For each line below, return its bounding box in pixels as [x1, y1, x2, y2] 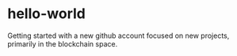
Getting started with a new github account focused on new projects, [7, 31, 230, 40]
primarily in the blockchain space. [7, 39, 118, 48]
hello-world [7, 5, 86, 23]
